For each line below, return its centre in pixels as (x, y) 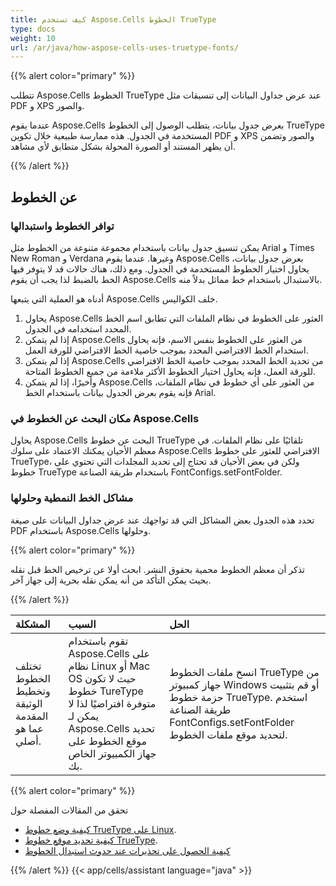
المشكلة (33, 624)
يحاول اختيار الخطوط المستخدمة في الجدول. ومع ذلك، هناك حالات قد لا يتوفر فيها (160, 268)
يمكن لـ (84, 716)
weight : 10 (33, 38)
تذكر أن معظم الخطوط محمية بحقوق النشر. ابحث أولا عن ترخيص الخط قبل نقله (157, 569)
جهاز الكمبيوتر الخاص (112, 753)
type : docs (33, 29)
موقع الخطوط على (108, 741)
